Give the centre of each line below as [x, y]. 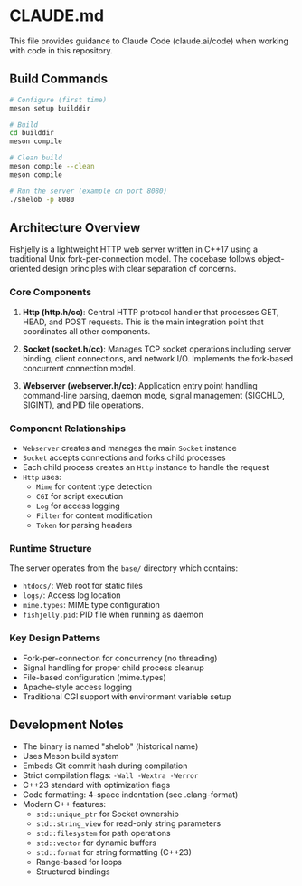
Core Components [51, 293]
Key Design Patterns [55, 638]
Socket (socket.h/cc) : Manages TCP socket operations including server [157, 349]
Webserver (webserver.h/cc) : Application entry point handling [140, 385]
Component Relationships [68, 429]
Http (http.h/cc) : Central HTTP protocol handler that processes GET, [151, 312]
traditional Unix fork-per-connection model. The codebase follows [132, 259]
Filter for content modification [94, 515]
